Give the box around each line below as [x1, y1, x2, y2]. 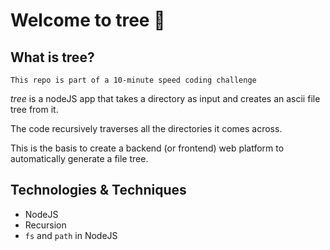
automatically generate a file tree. [10, 153, 149, 164]
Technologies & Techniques [10, 182, 187, 199]
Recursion [24, 219, 67, 231]
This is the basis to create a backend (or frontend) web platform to [10, 142, 285, 154]
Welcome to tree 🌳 [10, 9, 166, 32]
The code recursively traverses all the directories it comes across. [10, 123, 283, 134]
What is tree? [10, 49, 95, 66]
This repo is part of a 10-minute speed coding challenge [10, 75, 257, 85]
